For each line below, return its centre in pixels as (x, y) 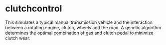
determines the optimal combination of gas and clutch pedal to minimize (79, 33)
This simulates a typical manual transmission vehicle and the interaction (79, 22)
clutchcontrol (34, 9)
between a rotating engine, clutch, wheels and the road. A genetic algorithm (83, 27)
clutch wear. (18, 38)
